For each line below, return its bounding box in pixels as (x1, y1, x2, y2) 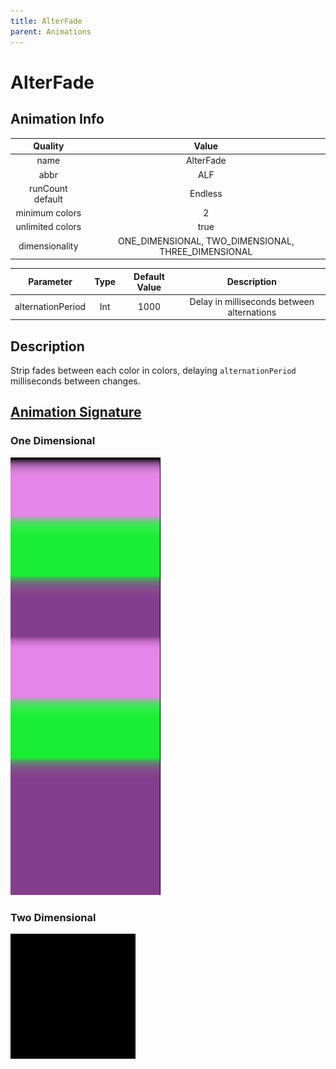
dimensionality (18, 240, 79, 252)
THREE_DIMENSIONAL (159, 245, 253, 257)
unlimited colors (15, 221, 82, 233)
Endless (189, 188, 223, 200)
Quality (33, 140, 65, 152)
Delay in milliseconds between (189, 295, 315, 307)
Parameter (28, 276, 73, 287)
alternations (227, 306, 277, 318)
